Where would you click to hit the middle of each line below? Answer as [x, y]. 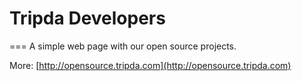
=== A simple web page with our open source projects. [123, 46]
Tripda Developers [87, 18]
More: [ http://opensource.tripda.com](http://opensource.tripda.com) [150, 65]
